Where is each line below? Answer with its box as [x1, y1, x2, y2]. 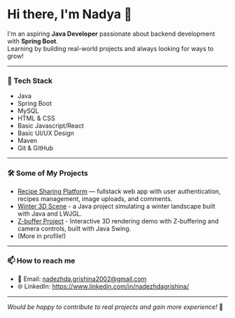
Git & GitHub [17, 144, 54, 153]
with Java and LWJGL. [17, 209, 83, 218]
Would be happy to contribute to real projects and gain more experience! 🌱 [7, 303, 224, 311]
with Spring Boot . [7, 36, 58, 45]
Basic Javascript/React [17, 122, 84, 130]
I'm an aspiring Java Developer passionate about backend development [7, 29, 215, 38]
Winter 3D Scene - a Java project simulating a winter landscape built [17, 202, 215, 210]
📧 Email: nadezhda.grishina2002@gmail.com [17, 275, 147, 283]
